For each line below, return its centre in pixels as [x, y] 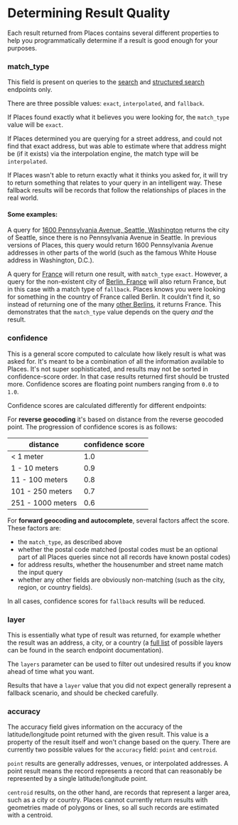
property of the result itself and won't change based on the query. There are [119, 742]
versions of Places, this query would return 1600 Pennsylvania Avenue [110, 245]
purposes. [22, 48]
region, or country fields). [55, 587]
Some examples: [33, 214]
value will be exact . [36, 125]
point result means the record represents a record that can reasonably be [115, 771]
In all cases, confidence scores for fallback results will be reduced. [106, 601]
